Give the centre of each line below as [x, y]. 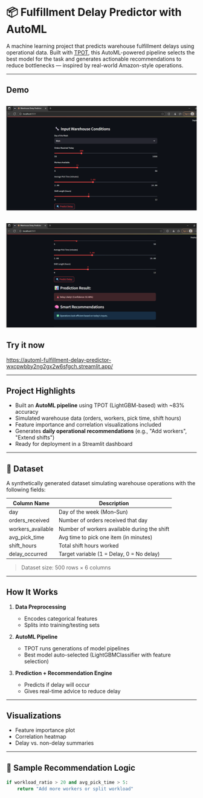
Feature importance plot [45, 730]
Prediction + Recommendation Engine [63, 673]
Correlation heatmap [40, 737]
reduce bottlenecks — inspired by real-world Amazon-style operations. [95, 65]
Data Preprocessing [40, 607]
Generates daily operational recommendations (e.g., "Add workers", [101, 431]
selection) [37, 661]
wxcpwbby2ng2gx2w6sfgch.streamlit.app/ [60, 366]
